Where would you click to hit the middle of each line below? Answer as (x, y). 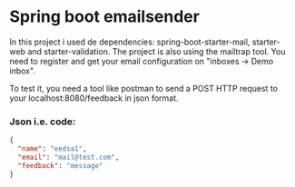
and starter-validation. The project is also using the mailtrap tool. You (156, 51)
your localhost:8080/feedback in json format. (94, 98)
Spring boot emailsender (104, 17)
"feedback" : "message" (60, 165)
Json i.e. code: (43, 122)
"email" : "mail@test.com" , (69, 157)
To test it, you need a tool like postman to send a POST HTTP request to (144, 88)
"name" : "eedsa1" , (53, 149)
